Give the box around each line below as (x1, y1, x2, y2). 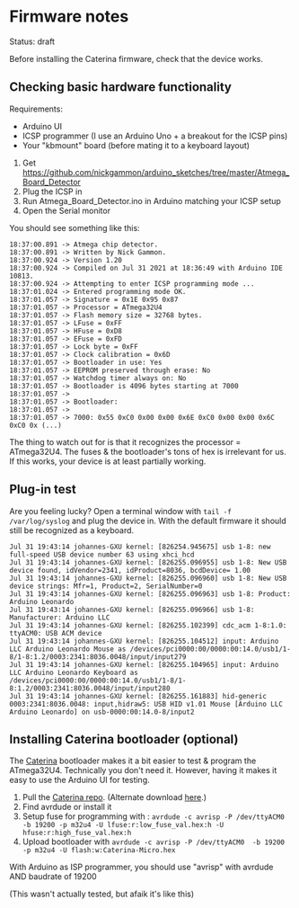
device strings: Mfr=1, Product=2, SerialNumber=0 (9, 582, 203, 591)
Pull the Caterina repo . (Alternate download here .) (22, 792, 207, 803)
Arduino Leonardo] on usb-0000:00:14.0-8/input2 (9, 708, 195, 717)
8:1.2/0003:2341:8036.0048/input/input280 (9, 683, 171, 693)
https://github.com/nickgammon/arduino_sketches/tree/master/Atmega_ (22, 166, 290, 177)
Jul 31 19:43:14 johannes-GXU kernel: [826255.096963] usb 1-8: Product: (9, 589, 292, 599)
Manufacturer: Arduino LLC (9, 613, 110, 622)
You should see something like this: (9, 222, 141, 233)
